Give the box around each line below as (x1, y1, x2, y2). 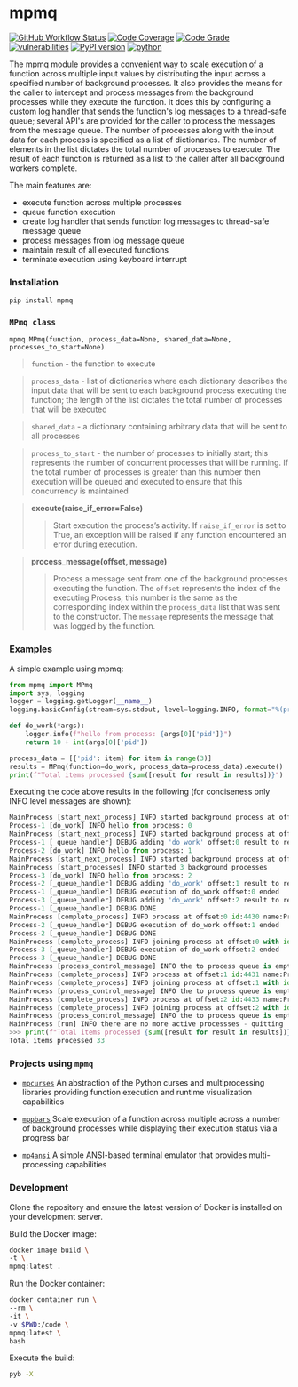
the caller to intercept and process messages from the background (9, 87, 254, 98)
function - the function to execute (30, 358, 156, 369)
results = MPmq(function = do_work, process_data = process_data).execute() (9, 762, 284, 771)
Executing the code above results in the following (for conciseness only (9, 786, 271, 798)
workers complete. (9, 163, 78, 173)
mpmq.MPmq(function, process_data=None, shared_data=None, (9, 335, 232, 344)
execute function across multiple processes (21, 196, 182, 207)
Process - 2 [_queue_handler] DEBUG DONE (9, 928, 157, 938)
